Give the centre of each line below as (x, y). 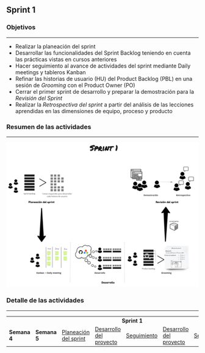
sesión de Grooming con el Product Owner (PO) (75, 85)
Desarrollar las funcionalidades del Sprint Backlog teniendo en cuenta (103, 53)
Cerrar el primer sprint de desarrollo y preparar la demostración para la (104, 91)
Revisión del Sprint (39, 98)
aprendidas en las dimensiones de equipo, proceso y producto (94, 111)
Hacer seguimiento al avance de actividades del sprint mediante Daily (103, 66)
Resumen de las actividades (49, 127)
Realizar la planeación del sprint (55, 46)
